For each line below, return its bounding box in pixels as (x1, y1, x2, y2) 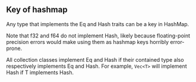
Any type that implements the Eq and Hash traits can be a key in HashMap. (6, 20, 189, 27)
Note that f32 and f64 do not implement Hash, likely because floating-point (6, 32, 191, 39)
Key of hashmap (6, 5, 68, 15)
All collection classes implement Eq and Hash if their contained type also (6, 56, 184, 63)
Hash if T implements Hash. (6, 68, 74, 76)
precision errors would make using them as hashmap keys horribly (6, 38, 169, 45)
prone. (6, 45, 23, 52)
